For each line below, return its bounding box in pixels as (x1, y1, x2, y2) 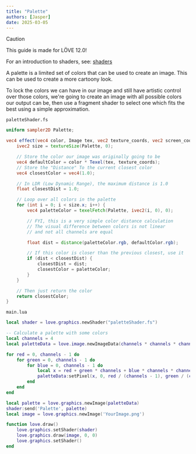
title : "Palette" (6, 8, 48, 15)
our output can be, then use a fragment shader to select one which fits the (6, 99, 185, 106)
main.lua (6, 309, 27, 315)
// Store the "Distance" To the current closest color (16, 164, 153, 170)
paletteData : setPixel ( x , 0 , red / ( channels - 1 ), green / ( (37, 373, 190, 379)
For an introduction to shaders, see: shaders (6, 58, 113, 65)
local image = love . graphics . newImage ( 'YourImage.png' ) (6, 411, 145, 417)
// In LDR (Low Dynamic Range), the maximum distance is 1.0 (16, 181, 168, 187)
